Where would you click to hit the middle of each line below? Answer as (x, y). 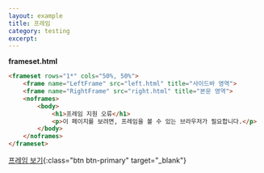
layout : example (36, 16)
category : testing (39, 31)
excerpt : (23, 38)
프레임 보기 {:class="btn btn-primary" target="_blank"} (98, 160)
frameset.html (33, 61)
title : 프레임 (29, 23)
